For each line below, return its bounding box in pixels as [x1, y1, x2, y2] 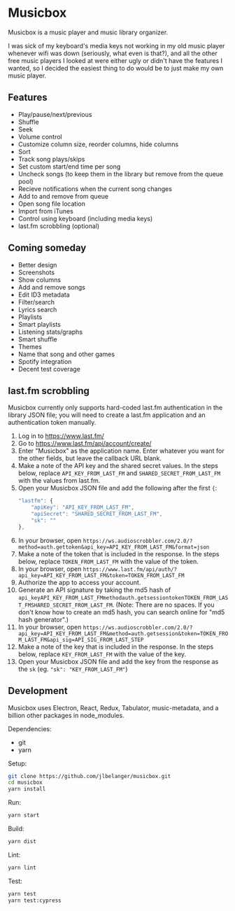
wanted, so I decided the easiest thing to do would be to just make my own [8, 64, 224, 72]
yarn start [8, 812, 40, 819]
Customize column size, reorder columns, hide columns [17, 140, 179, 148]
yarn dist [8, 838, 37, 845]
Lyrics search [17, 305, 57, 313]
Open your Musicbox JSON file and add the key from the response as [17, 657, 219, 665]
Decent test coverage [17, 365, 81, 373]
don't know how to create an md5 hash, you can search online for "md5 [17, 607, 225, 616]
